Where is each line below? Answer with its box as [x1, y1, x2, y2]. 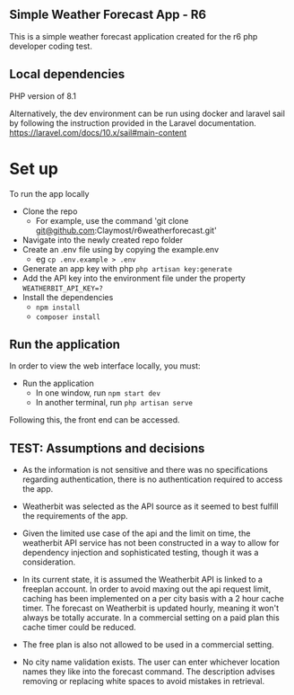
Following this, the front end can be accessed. [9, 414, 181, 425]
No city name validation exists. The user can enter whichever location [22, 656, 281, 668]
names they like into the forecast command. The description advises [22, 666, 275, 677]
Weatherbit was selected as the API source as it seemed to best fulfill [22, 501, 279, 512]
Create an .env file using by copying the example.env [22, 244, 220, 254]
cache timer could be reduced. [22, 622, 136, 633]
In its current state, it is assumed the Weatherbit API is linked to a [22, 575, 263, 585]
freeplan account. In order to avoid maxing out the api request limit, [22, 584, 272, 594]
